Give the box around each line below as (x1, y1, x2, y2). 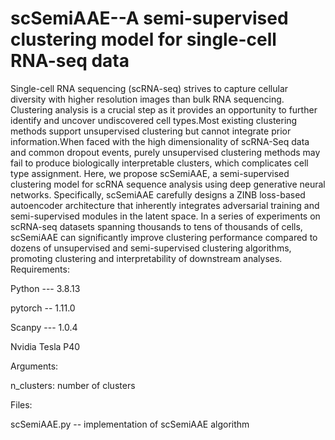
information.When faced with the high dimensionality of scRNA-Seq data (10, 135, 310, 147)
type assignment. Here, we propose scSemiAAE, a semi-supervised (10, 167, 290, 179)
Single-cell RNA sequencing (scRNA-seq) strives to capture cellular (10, 82, 289, 94)
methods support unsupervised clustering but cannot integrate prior (10, 125, 292, 137)
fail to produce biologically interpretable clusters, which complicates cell (10, 157, 309, 169)
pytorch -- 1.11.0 (10, 302, 76, 314)
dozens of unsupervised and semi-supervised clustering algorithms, (10, 242, 292, 254)
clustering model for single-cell (10, 28, 277, 51)
